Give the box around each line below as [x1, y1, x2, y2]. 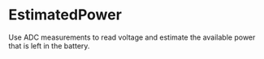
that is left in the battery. [8, 40, 90, 50]
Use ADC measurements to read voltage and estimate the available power [8, 32, 256, 42]
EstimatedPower [8, 6, 122, 24]
